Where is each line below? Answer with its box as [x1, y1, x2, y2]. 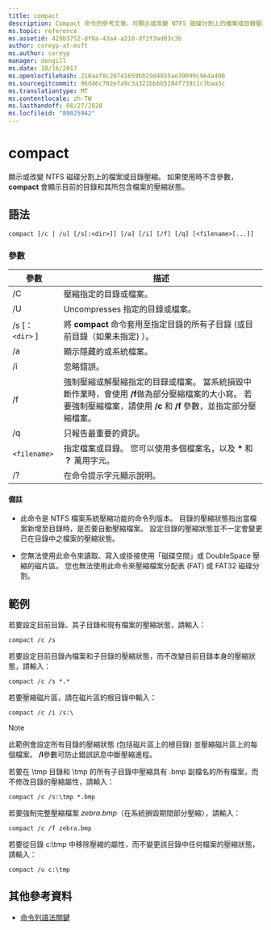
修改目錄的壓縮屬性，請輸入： [15, 777, 115, 787]
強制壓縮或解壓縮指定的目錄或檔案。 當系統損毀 [63, 376, 244, 387]
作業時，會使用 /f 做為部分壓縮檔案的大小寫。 [71, 388, 242, 400]
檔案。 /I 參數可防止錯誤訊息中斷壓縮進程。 [15, 750, 157, 760]
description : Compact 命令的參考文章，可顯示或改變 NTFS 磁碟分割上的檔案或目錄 [8, 19, 256, 27]
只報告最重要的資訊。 [63, 428, 145, 439]
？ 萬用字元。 [63, 455, 115, 467]
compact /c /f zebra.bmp [8, 824, 92, 832]
